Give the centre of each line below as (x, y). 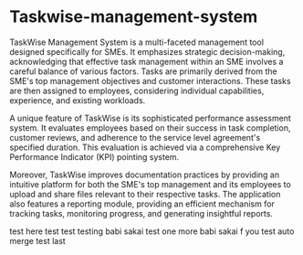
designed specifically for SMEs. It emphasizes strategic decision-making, (147, 51)
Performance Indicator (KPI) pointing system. (94, 156)
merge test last (37, 240)
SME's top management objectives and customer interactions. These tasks (150, 80)
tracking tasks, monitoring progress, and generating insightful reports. (141, 213)
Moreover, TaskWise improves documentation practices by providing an (145, 175)
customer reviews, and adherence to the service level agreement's (135, 137)
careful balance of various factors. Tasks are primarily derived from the (143, 71)
